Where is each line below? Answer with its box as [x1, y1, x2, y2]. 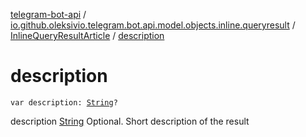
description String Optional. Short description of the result [10, 115, 250, 127]
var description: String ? [10, 97, 118, 108]
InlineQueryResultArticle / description [10, 30, 165, 41]
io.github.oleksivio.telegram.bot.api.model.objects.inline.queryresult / [10, 19, 296, 31]
